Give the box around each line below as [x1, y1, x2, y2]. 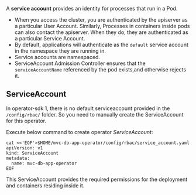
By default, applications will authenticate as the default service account [14, 41, 188, 48]
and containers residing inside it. [6, 182, 85, 189]
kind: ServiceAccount [6, 150, 59, 156]
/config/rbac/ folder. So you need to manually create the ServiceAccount [6, 111, 184, 118]
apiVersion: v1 [6, 145, 43, 151]
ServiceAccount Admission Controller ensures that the [14, 60, 146, 67]
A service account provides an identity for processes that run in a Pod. [6, 5, 178, 12]
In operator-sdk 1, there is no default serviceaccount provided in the [6, 105, 170, 112]
